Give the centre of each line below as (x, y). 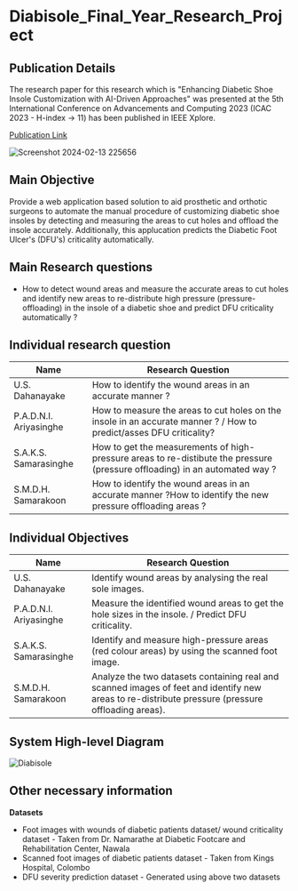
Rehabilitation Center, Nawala (76, 848)
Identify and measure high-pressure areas (180, 640)
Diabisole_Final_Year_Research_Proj (146, 16)
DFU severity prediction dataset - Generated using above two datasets (151, 877)
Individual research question (90, 345)
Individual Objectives (69, 538)
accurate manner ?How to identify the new (180, 495)
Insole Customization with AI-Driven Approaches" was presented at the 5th (146, 99)
